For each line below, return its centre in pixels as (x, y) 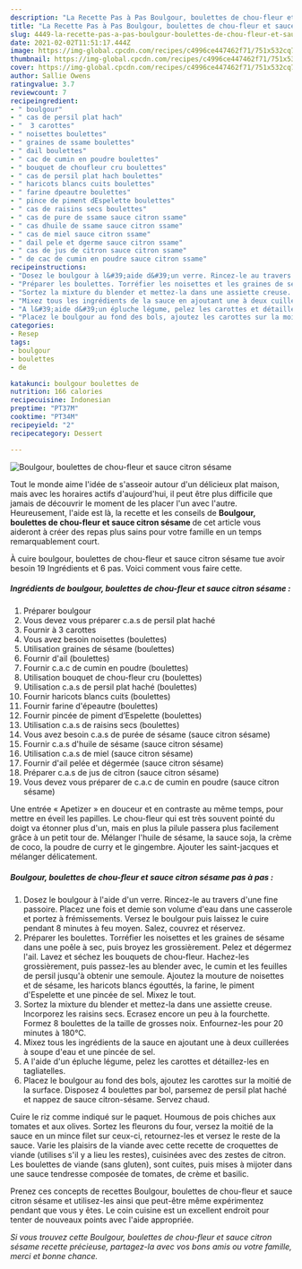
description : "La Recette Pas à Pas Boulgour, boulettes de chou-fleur (147, 17)
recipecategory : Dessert (56, 433)
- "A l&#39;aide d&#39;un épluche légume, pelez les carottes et (134, 309)
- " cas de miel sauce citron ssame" (81, 234)
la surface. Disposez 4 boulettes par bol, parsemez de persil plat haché (155, 1090)
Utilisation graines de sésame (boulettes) (99, 649)
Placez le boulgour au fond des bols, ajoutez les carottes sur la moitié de (157, 1081)
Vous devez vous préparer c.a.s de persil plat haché (119, 621)
